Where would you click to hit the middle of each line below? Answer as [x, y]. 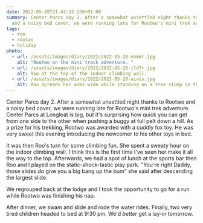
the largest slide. [27, 177]
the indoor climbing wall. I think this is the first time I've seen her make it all [100, 152]
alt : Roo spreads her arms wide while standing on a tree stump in [104, 85]
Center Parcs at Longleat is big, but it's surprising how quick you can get [97, 115]
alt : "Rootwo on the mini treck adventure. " [76, 62]
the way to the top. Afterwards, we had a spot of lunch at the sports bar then [101, 158]
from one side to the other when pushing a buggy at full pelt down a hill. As [100, 121]
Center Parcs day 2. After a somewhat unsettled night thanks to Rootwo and [101, 102]
